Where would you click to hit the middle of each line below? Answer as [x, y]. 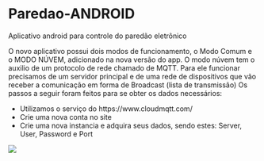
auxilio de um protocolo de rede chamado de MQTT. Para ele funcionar [124, 67]
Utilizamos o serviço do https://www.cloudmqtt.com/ [106, 109]
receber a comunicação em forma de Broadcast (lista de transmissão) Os [128, 85]
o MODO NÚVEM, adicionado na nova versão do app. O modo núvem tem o [132, 59]
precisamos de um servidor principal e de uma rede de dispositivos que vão [132, 76]
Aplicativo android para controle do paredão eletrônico [98, 36]
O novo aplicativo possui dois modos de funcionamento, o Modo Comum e [130, 51]
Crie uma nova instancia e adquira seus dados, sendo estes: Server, [131, 125]
